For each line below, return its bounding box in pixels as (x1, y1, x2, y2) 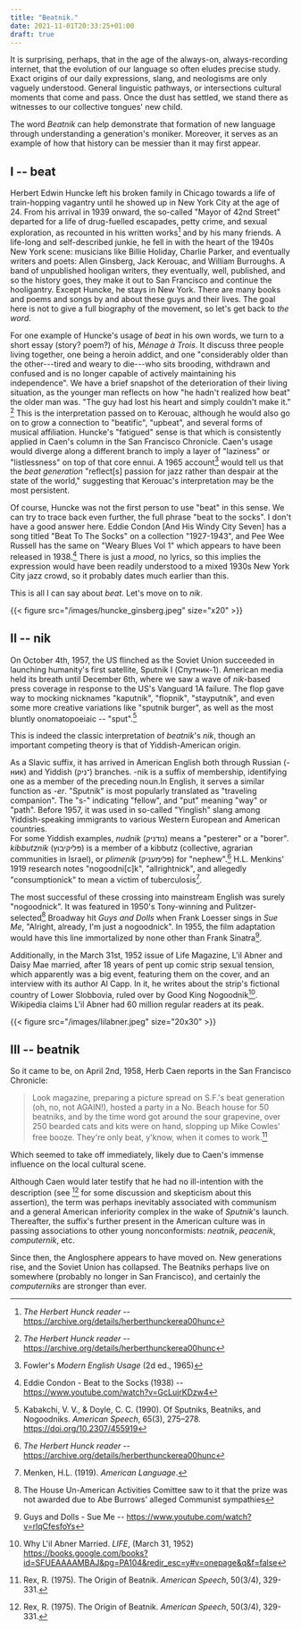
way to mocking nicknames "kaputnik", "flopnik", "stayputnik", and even (10, 692, 275, 703)
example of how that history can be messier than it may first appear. (10, 138, 262, 148)
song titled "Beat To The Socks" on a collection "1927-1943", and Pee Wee (10, 531, 285, 542)
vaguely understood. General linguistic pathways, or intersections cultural (10, 82, 282, 94)
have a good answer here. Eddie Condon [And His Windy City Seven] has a (10, 521, 287, 532)
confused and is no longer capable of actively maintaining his (10, 367, 237, 378)
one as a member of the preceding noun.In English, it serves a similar (10, 776, 265, 787)
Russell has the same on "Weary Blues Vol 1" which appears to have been (10, 540, 281, 551)
